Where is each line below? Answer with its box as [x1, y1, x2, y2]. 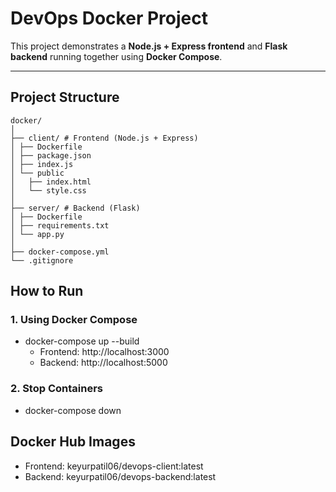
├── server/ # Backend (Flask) [10, 203, 141, 213]
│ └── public [10, 168, 65, 178]
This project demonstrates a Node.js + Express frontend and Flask [10, 40, 288, 52]
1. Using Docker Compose [10, 313, 138, 327]
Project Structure [10, 89, 120, 106]
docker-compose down [24, 404, 122, 416]
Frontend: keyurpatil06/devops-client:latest [24, 460, 204, 472]
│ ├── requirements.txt [10, 220, 110, 231]
